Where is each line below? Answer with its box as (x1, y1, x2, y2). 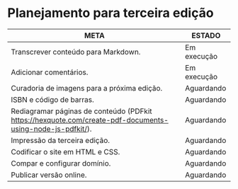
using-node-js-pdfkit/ (11, 124, 87, 134)
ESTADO (191, 30, 221, 40)
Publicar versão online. (11, 170, 87, 180)
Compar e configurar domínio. (11, 158, 111, 168)
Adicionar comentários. (11, 67, 89, 77)
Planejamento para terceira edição (7, 5, 214, 21)
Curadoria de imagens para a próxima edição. (11, 83, 163, 93)
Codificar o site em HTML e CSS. (11, 147, 120, 156)
